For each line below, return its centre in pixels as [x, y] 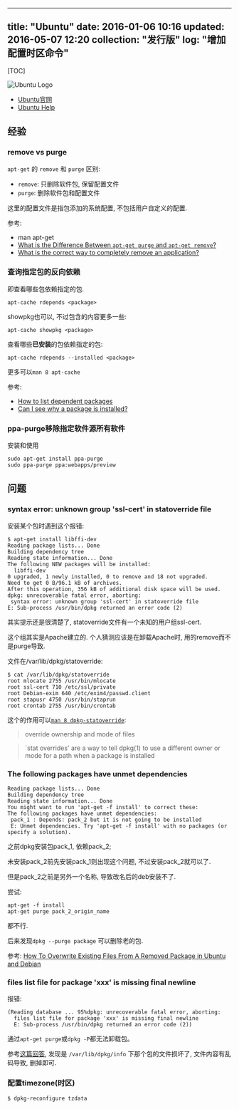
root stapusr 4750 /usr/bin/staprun [62, 699]
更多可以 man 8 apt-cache [44, 372]
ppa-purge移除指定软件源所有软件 [67, 428]
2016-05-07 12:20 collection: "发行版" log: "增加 [117, 40]
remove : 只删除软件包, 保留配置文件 [68, 184]
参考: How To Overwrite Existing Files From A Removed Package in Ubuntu [117, 956]
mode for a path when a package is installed [90, 755]
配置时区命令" [38, 53]
